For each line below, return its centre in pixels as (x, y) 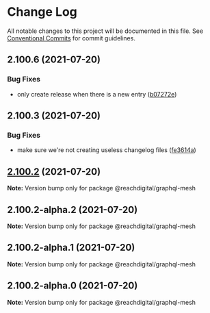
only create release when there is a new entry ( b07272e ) (97, 94)
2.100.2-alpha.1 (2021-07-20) (71, 248)
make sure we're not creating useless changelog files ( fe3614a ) (106, 150)
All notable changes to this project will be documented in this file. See (105, 31)
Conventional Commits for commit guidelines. (71, 38)
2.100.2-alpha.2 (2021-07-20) (73, 210)
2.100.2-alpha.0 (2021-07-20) (73, 286)
